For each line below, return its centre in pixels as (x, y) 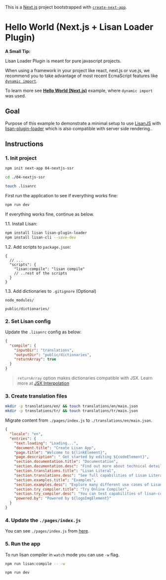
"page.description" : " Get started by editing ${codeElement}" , (82, 457)
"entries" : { (23, 439)
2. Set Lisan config (28, 321)
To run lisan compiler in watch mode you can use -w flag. (62, 555)
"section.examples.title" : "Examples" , (55, 480)
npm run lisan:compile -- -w (35, 564)
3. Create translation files (36, 396)
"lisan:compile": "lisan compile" (49, 269)
